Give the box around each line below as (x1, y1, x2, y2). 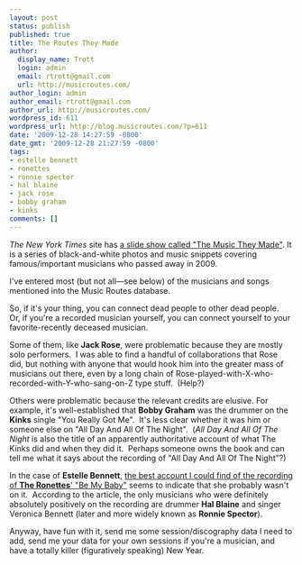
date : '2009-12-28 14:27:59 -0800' (9, 131, 143, 140)
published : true (9, 30, 70, 39)
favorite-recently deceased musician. (9, 322, 149, 333)
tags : (9, 147, 30, 156)
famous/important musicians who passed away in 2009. (9, 258, 218, 269)
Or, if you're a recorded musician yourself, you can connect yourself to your (9, 312, 291, 323)
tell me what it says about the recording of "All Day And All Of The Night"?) (9, 452, 287, 463)
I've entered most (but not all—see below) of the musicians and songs (9, 276, 270, 287)
